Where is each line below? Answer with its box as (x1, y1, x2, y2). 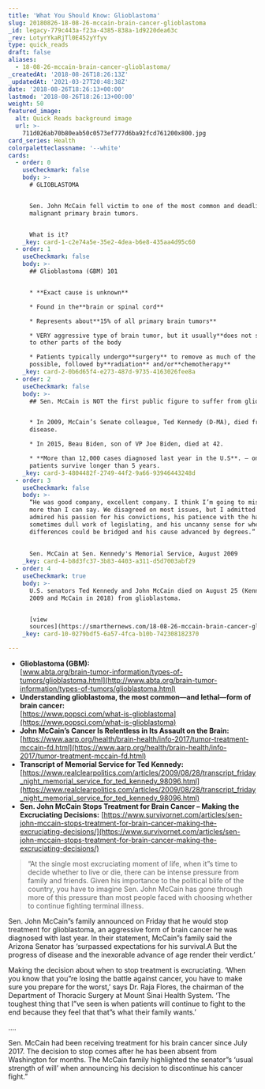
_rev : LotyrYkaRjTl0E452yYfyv (8, 33, 108, 42)
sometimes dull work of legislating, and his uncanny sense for (28, 520, 245, 529)
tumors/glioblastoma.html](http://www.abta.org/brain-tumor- (19, 676, 218, 685)
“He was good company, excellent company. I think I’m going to (28, 499, 245, 507)
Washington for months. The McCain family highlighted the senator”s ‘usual (8, 1055, 254, 1064)
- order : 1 (15, 245, 51, 253)
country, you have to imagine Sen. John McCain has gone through (27, 884, 243, 894)
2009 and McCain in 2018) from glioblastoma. (28, 594, 181, 602)
